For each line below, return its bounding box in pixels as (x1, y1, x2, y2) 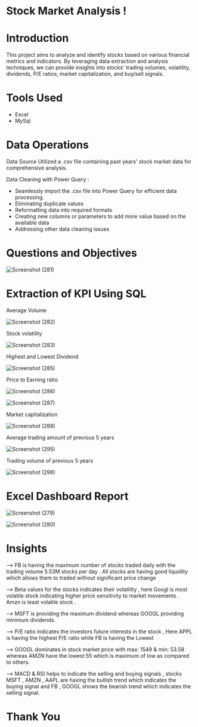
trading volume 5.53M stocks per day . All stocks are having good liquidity (6, 568, 188, 575)
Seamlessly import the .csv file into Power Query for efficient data (14, 187, 177, 195)
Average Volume (6, 306, 47, 314)
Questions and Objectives (6, 247, 137, 260)
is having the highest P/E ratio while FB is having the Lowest (6, 634, 154, 641)
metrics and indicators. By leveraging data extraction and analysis (6, 58, 168, 65)
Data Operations (6, 138, 89, 152)
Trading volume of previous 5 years (6, 457, 94, 464)
